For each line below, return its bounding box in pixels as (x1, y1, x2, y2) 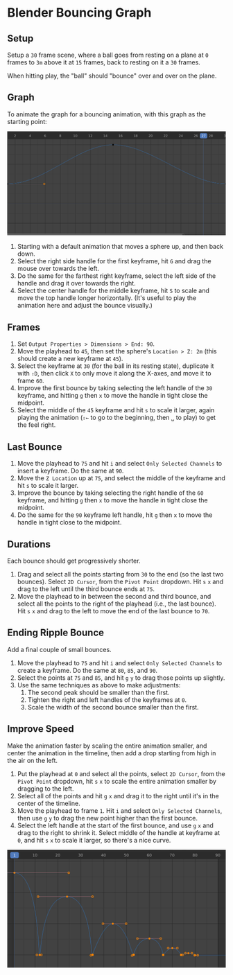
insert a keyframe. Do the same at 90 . (17, 466, 124, 475)
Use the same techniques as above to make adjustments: (17, 680, 181, 689)
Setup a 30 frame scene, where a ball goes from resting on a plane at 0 (7, 51, 209, 59)
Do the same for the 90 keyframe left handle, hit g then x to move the (17, 511, 213, 519)
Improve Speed (7, 723, 74, 735)
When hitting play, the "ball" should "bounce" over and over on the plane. (7, 71, 217, 80)
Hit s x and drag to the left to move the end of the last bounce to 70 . (17, 606, 210, 615)
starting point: (7, 117, 47, 125)
